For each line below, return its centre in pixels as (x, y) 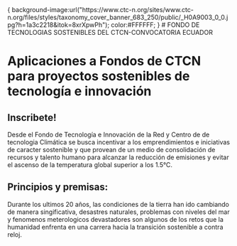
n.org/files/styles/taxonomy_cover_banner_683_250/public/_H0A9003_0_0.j (118, 17)
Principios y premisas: (58, 187)
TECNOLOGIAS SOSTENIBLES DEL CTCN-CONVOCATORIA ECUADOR (110, 32)
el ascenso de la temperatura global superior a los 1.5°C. (90, 165)
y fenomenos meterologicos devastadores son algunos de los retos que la (115, 219)
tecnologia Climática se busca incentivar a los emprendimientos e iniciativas (119, 142)
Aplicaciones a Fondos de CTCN (104, 61)
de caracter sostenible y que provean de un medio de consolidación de (111, 150)
